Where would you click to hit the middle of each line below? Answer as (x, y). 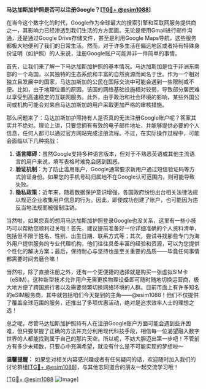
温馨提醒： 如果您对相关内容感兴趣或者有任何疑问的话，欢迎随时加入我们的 (101, 359)
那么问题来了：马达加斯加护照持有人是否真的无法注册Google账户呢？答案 (99, 118)
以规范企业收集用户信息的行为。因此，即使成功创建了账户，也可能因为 (104, 200)
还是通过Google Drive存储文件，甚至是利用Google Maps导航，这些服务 (107, 38)
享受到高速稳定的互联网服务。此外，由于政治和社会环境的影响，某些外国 (103, 97)
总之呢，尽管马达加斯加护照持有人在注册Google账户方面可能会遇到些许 (96, 323)
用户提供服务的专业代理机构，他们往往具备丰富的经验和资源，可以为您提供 (105, 244)
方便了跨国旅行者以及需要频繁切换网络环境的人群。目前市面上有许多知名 (108, 287)
